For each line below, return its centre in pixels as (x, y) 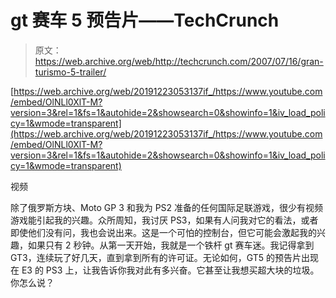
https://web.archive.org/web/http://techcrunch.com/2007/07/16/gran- (179, 61)
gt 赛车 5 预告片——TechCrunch (145, 20)
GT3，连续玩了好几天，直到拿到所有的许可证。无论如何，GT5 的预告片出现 (165, 257)
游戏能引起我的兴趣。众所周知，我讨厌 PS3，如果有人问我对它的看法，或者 (164, 220)
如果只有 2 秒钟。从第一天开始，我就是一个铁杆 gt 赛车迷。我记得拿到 (171, 245)
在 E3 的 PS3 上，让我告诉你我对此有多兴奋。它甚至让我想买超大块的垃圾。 (165, 270)
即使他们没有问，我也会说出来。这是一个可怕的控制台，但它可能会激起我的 (163, 232)
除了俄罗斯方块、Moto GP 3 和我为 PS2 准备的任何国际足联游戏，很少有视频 (167, 207)
